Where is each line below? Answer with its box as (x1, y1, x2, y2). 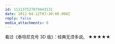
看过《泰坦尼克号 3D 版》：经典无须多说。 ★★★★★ (5, 34, 111, 40)
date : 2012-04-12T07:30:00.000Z (5, 11, 70, 16)
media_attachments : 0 (5, 20, 49, 25)
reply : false (5, 16, 31, 21)
